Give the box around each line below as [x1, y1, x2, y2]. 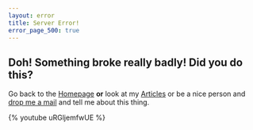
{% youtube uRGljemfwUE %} [8, 113, 105, 123]
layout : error [8, 11, 56, 20]
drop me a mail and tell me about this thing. [8, 97, 150, 107]
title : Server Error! [8, 19, 80, 27]
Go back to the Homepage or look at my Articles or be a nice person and [8, 89, 246, 99]
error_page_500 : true [8, 26, 80, 34]
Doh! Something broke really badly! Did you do [8, 55, 243, 69]
